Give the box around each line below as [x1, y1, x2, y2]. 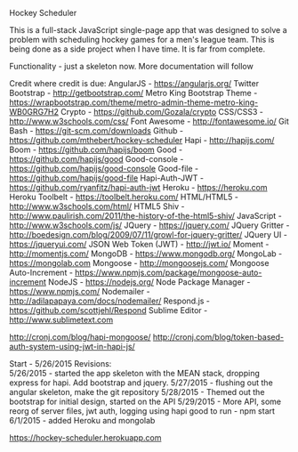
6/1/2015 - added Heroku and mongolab [9, 416, 156, 425]
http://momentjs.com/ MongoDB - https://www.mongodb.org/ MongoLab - [9, 248, 283, 259]
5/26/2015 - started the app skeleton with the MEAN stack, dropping [9, 368, 260, 378]
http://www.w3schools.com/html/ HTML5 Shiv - [9, 201, 185, 212]
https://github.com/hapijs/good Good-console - [9, 154, 184, 164]
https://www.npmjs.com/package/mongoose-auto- [75, 267, 262, 278]
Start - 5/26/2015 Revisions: [9, 359, 112, 368]
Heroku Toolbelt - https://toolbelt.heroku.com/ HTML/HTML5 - [9, 191, 238, 202]
